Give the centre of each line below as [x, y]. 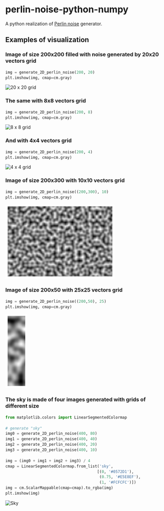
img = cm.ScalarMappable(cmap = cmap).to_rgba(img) [59, 488]
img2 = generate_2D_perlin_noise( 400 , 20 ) [51, 445]
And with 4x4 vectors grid [38, 141]
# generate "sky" [24, 428]
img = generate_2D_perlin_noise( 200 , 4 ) [49, 152]
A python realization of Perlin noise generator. [54, 24]
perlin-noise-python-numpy [67, 10]
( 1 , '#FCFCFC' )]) [118, 482]
